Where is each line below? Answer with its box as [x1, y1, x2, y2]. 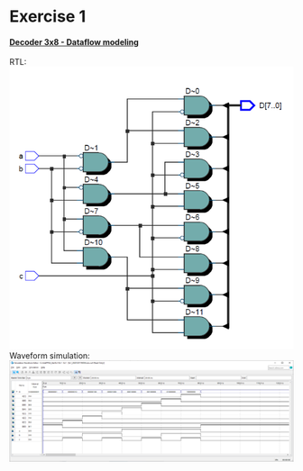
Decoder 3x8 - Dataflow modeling [9, 36, 140, 47]
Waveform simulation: [9, 350, 90, 361]
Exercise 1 [9, 6, 87, 27]
